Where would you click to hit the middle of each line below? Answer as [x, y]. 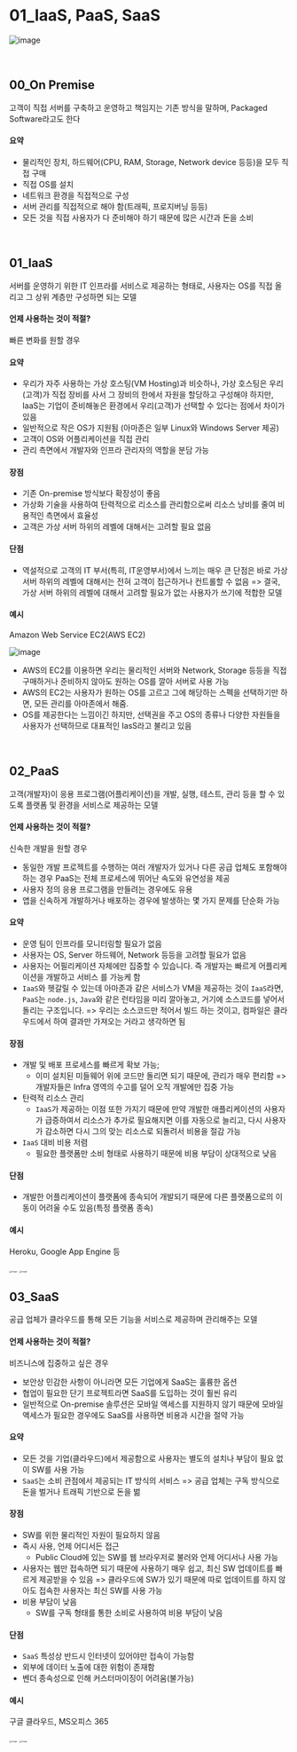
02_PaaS [34, 772]
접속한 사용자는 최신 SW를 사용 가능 [101, 1590]
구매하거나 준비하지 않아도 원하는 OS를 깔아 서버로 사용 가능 [125, 681]
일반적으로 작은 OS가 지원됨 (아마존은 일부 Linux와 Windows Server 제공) [150, 428]
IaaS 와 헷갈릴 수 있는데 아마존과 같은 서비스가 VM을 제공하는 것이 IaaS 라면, [152, 988]
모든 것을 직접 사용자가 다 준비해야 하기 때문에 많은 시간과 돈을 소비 [138, 217]
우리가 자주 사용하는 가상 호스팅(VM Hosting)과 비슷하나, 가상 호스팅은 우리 [152, 383]
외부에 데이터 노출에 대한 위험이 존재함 [88, 1667]
